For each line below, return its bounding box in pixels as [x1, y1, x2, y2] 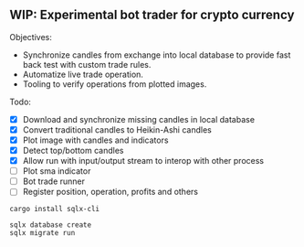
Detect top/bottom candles [22, 145, 124, 156]
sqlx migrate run [9, 229, 76, 238]
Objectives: [9, 31, 52, 42]
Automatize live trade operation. [22, 69, 144, 80]
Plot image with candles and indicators [22, 134, 169, 145]
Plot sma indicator [22, 166, 91, 177]
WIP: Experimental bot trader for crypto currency [9, 7, 295, 23]
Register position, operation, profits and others [22, 187, 199, 198]
